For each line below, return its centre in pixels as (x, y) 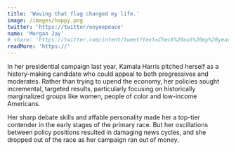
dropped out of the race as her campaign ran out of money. (93, 140)
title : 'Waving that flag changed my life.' (73, 14)
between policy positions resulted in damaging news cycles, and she (107, 132)
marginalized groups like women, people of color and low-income (102, 96)
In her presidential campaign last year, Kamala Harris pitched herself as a (113, 66)
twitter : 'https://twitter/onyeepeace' (66, 27)
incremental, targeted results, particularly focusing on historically (101, 89)
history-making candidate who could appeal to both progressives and (108, 74)
